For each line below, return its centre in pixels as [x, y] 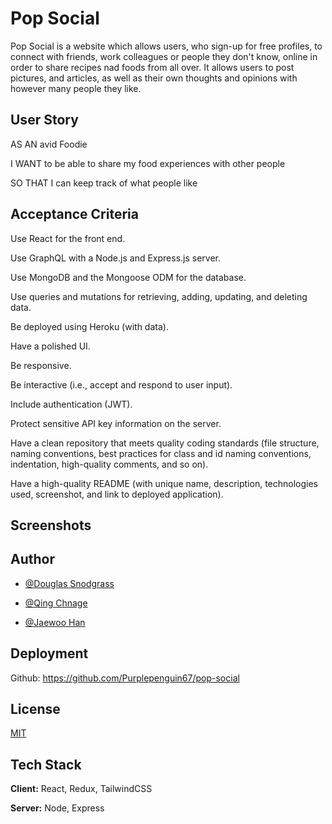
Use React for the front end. [68, 238]
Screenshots [51, 525]
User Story [44, 120]
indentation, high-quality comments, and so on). [109, 464]
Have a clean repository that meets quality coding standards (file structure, [165, 443]
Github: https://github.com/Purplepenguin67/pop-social [125, 678]
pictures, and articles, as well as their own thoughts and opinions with [154, 78]
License [35, 708]
